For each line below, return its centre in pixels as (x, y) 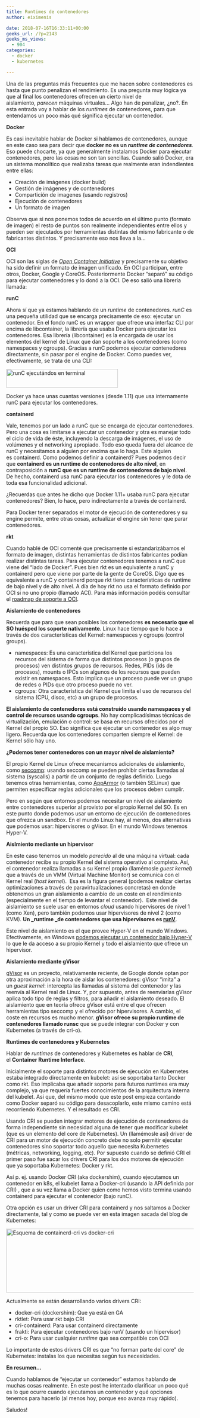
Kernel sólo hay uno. (31, 740)
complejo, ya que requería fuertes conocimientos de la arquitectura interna (98, 1090)
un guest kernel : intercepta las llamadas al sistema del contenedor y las (94, 985)
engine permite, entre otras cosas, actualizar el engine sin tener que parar (97, 518)
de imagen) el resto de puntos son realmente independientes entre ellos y (97, 225)
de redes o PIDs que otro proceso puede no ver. (74, 684)
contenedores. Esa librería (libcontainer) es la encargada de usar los (90, 335)
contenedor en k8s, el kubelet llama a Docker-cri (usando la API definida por (100, 1183)
